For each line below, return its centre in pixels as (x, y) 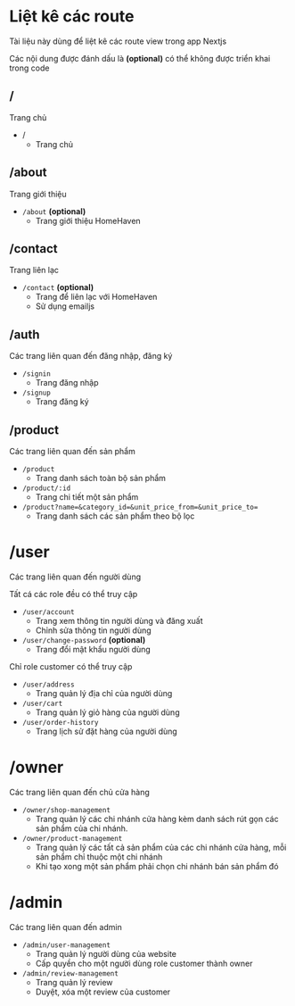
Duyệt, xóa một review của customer (103, 992)
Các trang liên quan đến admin (66, 927)
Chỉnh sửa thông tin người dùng (93, 630)
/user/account (48, 612)
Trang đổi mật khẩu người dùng (93, 649)
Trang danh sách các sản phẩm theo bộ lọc (115, 516)
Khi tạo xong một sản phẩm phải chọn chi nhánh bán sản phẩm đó (157, 866)
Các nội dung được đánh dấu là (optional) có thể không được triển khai (140, 58)
